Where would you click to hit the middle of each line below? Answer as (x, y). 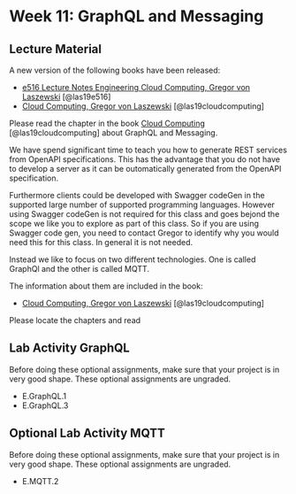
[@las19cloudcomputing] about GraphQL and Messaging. (114, 133)
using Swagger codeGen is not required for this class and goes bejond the (144, 214)
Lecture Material (55, 49)
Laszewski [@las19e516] (66, 96)
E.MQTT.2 (40, 481)
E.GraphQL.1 (44, 396)
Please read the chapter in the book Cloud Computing (107, 123)
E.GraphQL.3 (45, 405)
